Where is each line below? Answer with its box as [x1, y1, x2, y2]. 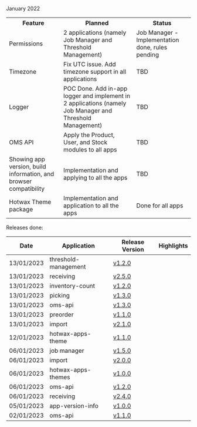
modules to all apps [63, 145, 117, 154]
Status [152, 19, 172, 27]
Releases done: [6, 224, 43, 231]
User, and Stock [63, 138, 108, 146]
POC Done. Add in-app [63, 85, 128, 92]
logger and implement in [63, 92, 131, 100]
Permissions [9, 39, 43, 48]
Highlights [158, 241, 188, 250]
